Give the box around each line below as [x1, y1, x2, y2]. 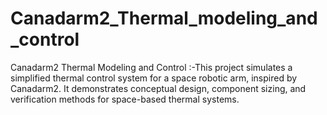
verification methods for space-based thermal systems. [10, 93, 240, 105]
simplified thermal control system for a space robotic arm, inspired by [10, 72, 298, 84]
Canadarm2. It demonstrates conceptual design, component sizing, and [10, 82, 307, 94]
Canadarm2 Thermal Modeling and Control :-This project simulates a [10, 61, 293, 73]
